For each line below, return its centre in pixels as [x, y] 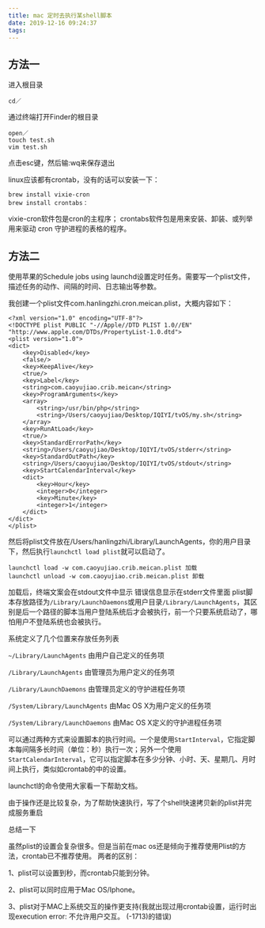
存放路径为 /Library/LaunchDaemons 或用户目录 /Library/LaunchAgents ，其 [132, 602]
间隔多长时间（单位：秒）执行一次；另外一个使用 [102, 749]
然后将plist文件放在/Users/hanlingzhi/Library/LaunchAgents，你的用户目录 [130, 542]
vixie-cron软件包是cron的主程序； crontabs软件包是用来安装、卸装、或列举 [131, 219]
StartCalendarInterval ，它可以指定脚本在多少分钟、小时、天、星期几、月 [129, 759]
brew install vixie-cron [49, 195]
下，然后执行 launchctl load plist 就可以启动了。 [89, 551]
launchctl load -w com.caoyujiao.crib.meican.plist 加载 [103, 568]
